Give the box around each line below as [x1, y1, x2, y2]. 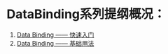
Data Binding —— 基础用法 [16, 39, 94, 47]
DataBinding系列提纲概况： [6, 6, 166, 22]
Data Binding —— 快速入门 [16, 30, 94, 39]
